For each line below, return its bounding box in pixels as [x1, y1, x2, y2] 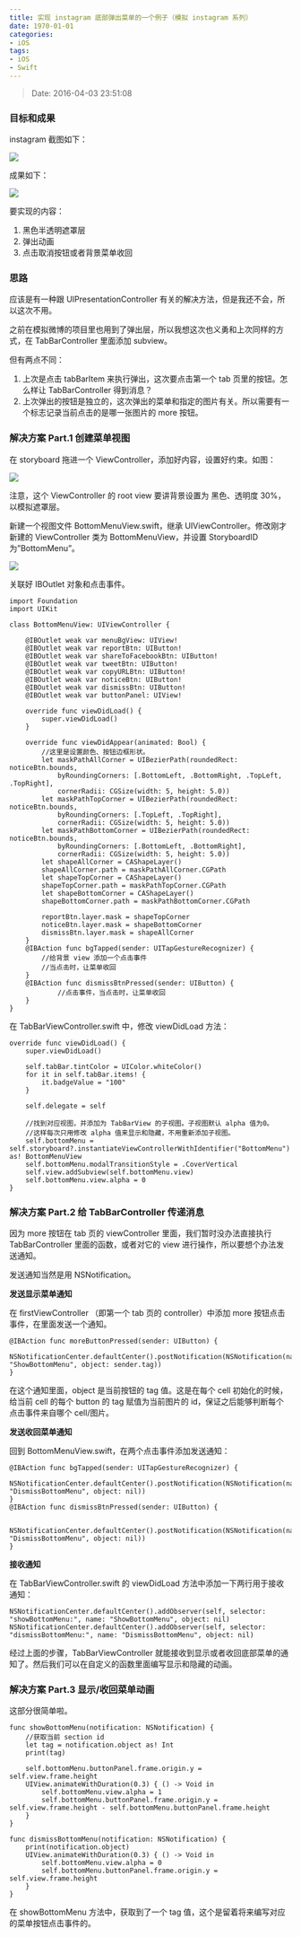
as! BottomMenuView [9, 1152, 82, 1161]
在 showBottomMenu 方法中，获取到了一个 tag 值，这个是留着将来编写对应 [9, 1906, 286, 1917]
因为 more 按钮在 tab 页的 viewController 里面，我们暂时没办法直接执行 [9, 1228, 272, 1239]
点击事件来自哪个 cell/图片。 [9, 1407, 114, 1418]
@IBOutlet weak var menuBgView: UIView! [25, 635, 178, 644]
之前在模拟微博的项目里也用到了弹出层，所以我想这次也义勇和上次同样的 [9, 324, 276, 335]
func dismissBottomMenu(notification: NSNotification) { [9, 1835, 227, 1845]
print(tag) [25, 1749, 66, 1757]
